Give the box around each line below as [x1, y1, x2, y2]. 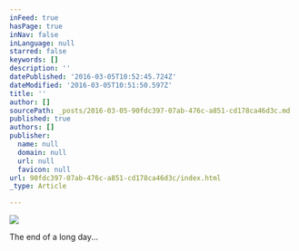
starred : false [9, 47, 67, 56]
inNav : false [9, 30, 59, 39]
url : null [17, 156, 55, 166]
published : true [9, 114, 71, 123]
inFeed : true [9, 13, 59, 23]
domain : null [17, 148, 67, 157]
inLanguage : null [9, 38, 75, 48]
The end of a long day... [9, 232, 98, 243]
